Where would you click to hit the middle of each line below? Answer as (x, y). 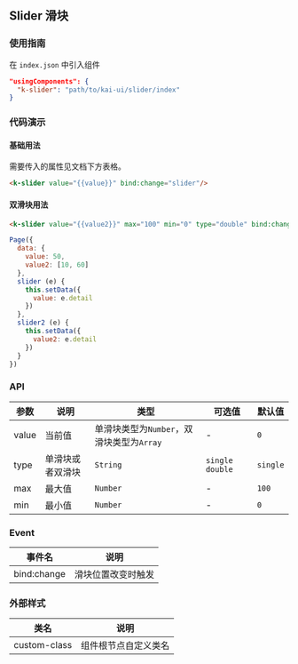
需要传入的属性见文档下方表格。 (67, 166)
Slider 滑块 (39, 16)
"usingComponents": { (49, 81)
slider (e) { (41, 281)
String (108, 464)
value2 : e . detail (65, 339)
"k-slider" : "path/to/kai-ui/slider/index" (98, 90)
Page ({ (21, 240)
